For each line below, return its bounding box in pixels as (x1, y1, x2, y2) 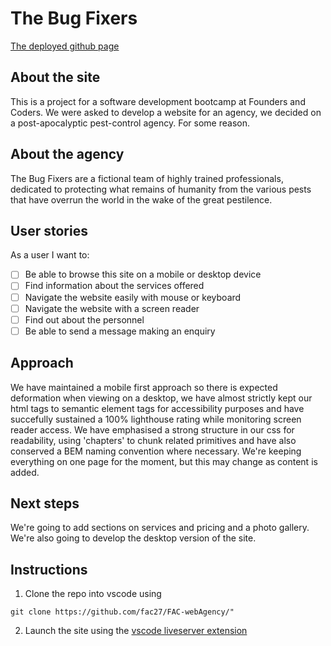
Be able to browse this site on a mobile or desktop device (24, 268, 262, 281)
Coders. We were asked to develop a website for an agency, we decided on (10, 106, 322, 118)
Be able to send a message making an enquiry (24, 325, 216, 337)
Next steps (10, 495, 80, 512)
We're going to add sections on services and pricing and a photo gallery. (10, 522, 310, 534)
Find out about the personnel (24, 313, 145, 326)
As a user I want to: (10, 249, 90, 261)
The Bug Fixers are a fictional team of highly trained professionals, (10, 172, 284, 184)
